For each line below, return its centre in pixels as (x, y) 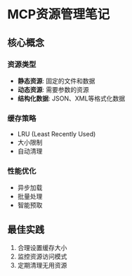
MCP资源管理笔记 (59, 14)
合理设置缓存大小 (42, 248)
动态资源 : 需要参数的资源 (53, 89)
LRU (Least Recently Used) (57, 134)
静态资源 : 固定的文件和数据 (56, 81)
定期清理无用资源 (42, 265)
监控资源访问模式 (42, 256)
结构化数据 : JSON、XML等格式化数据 (71, 98)
